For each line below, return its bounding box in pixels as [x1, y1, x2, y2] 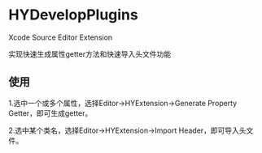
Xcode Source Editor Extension [8, 32, 113, 42]
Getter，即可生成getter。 [8, 108, 93, 118]
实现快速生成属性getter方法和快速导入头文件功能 [8, 49, 172, 58]
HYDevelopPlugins [8, 6, 138, 24]
